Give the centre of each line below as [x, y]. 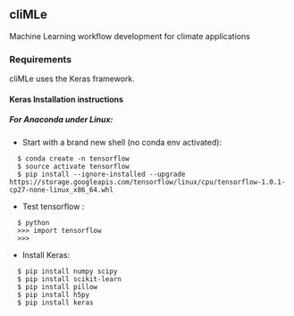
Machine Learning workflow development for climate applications [130, 36]
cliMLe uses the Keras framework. [72, 79]
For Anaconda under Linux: [61, 120]
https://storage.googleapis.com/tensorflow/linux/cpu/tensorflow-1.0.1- [147, 182]
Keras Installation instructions [66, 99]
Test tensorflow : [53, 206]
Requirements [41, 59]
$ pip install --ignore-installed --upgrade [101, 174]
